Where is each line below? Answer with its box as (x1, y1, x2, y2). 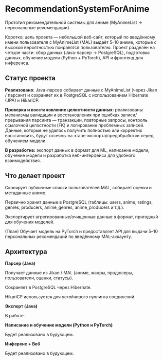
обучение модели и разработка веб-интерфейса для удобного (5, 152, 136, 158)
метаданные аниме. (5, 190, 47, 196)
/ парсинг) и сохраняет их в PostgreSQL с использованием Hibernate (5, 92, 148, 98)
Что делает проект (5, 172, 65, 180)
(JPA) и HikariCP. (5, 97, 40, 103)
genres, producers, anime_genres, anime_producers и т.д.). (5, 204, 125, 210)
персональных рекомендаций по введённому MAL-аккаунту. (5, 234, 132, 239)
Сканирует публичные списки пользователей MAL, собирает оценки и (5, 184, 152, 190)
